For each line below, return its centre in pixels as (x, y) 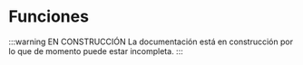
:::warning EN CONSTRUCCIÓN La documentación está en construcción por (151, 42)
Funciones (49, 17)
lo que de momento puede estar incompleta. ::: (96, 51)
